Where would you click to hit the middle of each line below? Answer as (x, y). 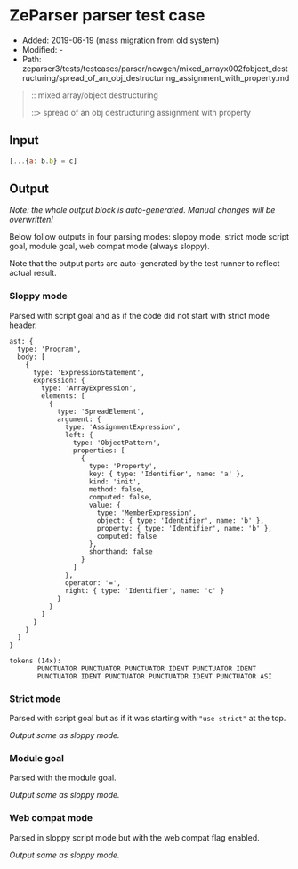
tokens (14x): (36, 661)
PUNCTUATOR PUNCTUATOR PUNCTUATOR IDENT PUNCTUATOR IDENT (146, 669)
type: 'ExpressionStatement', (89, 372)
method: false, (117, 489)
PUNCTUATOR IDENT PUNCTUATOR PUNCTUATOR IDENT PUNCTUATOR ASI (155, 676)
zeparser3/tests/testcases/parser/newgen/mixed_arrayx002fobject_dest (155, 69)
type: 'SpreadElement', (101, 411)
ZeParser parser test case (107, 16)
